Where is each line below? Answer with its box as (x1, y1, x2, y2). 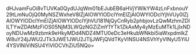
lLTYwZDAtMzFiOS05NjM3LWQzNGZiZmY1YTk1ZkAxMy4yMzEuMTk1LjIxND (6, 23, 191, 30)
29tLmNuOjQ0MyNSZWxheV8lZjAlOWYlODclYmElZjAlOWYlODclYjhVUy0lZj (6, 11, 189, 18)
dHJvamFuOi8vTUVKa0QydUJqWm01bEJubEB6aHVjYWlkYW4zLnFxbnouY (6, 5, 188, 12)
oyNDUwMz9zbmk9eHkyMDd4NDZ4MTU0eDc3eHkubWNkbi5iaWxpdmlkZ (6, 30, 188, 37)
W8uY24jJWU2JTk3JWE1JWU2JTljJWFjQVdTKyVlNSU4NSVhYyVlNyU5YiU (6, 36, 190, 42)
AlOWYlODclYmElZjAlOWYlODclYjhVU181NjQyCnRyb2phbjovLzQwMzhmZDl (6, 17, 190, 24)
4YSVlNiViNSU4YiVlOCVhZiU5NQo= (6, 42, 95, 49)
